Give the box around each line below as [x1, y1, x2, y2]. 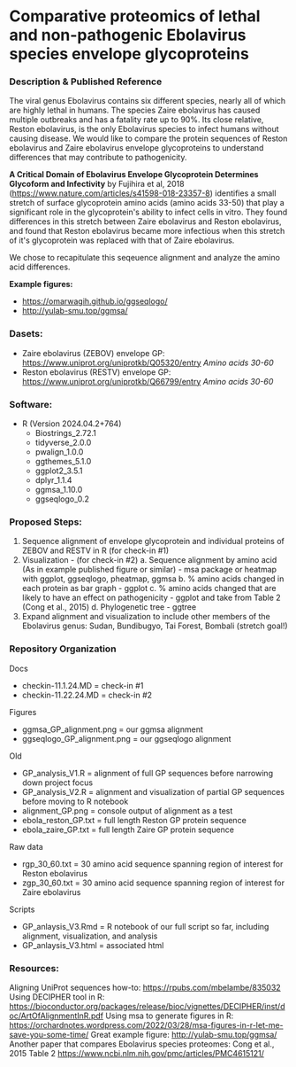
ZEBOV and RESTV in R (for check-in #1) [21, 545, 170, 556]
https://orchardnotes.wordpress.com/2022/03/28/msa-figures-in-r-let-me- [9, 1019, 284, 1030]
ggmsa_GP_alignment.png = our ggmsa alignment [21, 724, 203, 735]
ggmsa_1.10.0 [34, 485, 83, 495]
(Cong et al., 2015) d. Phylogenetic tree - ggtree [21, 602, 197, 612]
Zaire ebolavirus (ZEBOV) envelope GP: [21, 347, 165, 358]
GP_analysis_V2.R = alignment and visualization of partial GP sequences [21, 786, 285, 797]
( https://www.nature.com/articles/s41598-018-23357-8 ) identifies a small [9, 188, 277, 199]
